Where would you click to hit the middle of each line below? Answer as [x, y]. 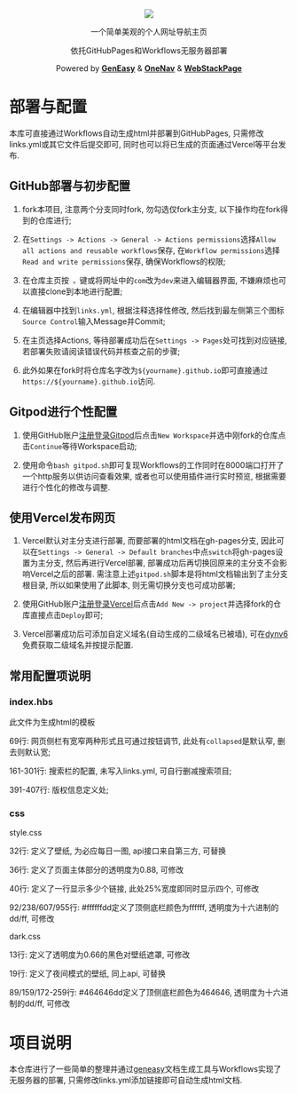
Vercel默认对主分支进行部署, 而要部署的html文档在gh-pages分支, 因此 [149, 541]
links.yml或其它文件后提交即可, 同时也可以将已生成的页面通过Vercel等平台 [144, 144]
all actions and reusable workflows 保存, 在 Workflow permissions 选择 [151, 250]
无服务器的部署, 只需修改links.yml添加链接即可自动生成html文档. [126, 1080]
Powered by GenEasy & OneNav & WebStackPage [149, 68]
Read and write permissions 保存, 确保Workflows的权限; [124, 261]
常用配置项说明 [50, 675]
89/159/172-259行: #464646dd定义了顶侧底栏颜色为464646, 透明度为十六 [145, 993]
